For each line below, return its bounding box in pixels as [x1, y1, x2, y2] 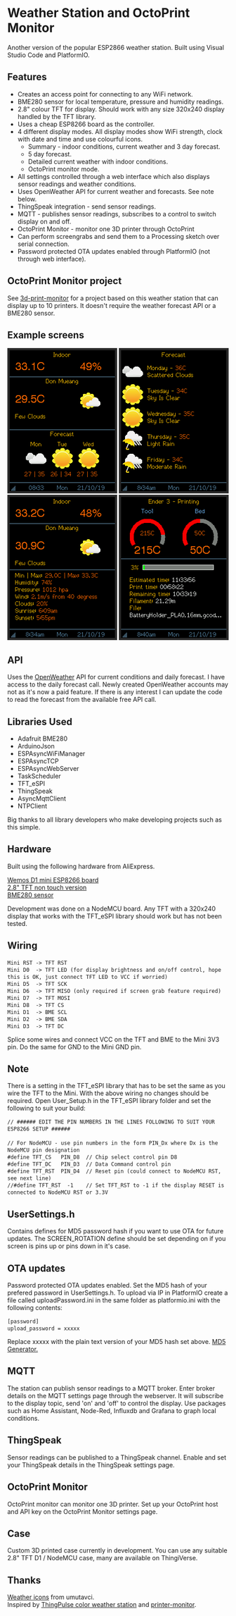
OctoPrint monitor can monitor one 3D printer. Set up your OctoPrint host [7, 1500, 218, 1508]
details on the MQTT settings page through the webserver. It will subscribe [7, 1391, 224, 1400]
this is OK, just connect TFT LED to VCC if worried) [7, 973, 169, 980]
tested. [7, 919, 28, 927]
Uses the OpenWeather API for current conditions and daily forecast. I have [7, 673, 225, 681]
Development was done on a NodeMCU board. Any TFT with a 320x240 [7, 904, 216, 913]
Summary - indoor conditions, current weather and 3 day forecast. [27, 142, 221, 151]
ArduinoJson [17, 742, 55, 750]
